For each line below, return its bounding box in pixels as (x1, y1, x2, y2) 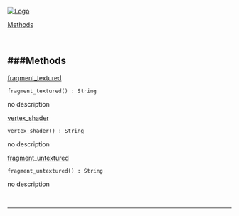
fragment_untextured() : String (7, 167, 103, 174)
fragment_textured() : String (7, 87, 97, 94)
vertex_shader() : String (7, 127, 84, 134)
